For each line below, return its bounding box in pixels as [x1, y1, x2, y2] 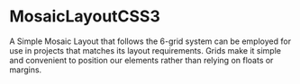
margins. [9, 64, 42, 75]
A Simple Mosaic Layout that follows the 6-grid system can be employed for [9, 36, 291, 46]
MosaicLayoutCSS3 [9, 6, 160, 27]
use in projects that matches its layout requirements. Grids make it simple [9, 45, 282, 55]
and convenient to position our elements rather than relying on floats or [9, 55, 274, 65]
